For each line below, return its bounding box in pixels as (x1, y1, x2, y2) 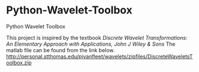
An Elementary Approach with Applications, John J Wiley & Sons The (6, 40, 176, 47)
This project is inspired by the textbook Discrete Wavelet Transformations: (6, 34, 188, 41)
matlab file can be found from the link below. (6, 46, 115, 53)
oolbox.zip (6, 59, 32, 66)
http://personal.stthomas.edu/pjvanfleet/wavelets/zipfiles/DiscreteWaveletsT (6, 53, 193, 60)
